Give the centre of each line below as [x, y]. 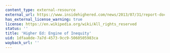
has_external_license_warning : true [44, 19]
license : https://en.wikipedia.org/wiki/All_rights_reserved [71, 24]
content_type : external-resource [40, 10]
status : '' [17, 29]
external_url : [20, 15]
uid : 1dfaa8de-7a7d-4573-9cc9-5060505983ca [52, 38]
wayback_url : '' [22, 43]
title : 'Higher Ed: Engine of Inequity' [49, 33]
